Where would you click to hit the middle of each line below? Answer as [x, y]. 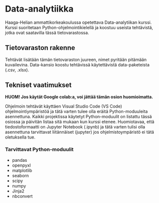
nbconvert [22, 196]
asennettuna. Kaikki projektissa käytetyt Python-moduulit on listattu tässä [79, 116]
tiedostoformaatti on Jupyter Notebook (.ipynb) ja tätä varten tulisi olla [75, 126]
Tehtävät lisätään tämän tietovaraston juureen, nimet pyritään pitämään [76, 60]
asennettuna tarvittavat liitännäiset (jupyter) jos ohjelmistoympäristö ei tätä [79, 132]
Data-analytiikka [39, 9]
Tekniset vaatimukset [38, 85]
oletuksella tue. [20, 137]
